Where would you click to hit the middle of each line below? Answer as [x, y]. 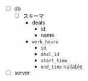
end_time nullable [61, 67]
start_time [54, 61]
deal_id [50, 55]
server [22, 73]
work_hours [45, 42]
